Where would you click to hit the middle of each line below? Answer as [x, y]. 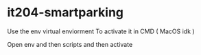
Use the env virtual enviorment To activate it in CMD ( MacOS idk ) [101, 31]
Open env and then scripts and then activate [70, 44]
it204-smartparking [66, 13]
